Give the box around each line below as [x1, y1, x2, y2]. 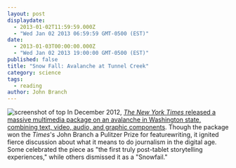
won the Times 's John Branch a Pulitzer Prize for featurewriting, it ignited [7, 131, 219, 139]
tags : [7, 75, 23, 83]
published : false [7, 56, 58, 63]
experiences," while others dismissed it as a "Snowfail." [7, 153, 168, 162]
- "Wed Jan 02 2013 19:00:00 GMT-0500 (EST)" [13, 50, 150, 57]
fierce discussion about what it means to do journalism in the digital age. [7, 138, 217, 146]
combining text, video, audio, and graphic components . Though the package [7, 123, 229, 131]
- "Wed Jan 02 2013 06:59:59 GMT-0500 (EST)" [13, 30, 150, 37]
